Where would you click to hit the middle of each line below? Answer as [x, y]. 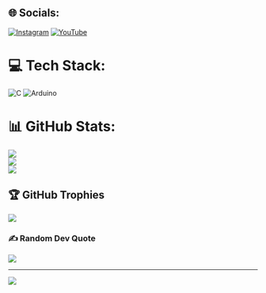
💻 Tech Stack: [57, 66]
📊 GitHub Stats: [62, 126]
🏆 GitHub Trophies [57, 195]
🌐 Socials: [34, 13]
